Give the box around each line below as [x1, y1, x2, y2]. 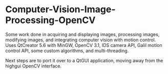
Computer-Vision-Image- [5, 4, 116, 15]
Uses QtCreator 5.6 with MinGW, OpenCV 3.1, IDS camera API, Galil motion [5, 42, 162, 48]
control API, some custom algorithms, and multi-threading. [5, 47, 129, 54]
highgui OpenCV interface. [5, 63, 62, 69]
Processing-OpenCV [5, 14, 96, 26]
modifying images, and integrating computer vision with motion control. [5, 37, 156, 43]
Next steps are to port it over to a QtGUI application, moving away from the [5, 57, 163, 63]
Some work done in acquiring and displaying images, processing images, [5, 31, 160, 37]
